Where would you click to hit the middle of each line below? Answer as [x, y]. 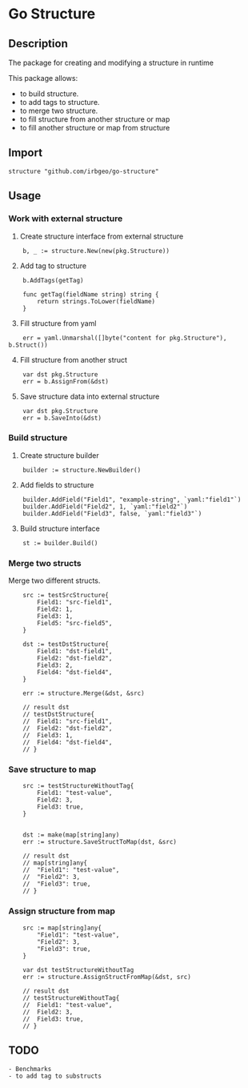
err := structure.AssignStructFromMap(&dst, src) [107, 977]
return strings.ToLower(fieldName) [96, 301]
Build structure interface [60, 528]
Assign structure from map [62, 911]
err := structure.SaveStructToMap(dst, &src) [100, 842]
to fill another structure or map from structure [95, 128]
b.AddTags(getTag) [53, 280]
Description [38, 44]
